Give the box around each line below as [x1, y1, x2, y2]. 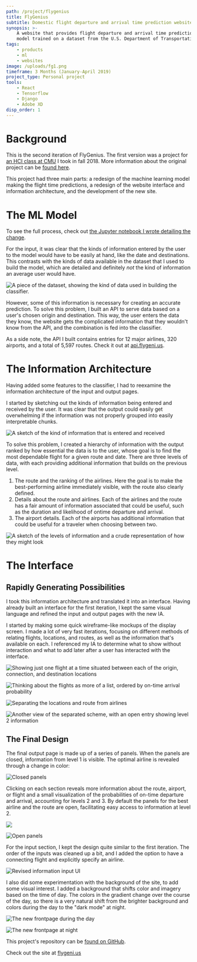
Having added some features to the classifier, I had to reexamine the [6, 382, 171, 389]
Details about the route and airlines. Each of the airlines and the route [14, 496, 182, 503]
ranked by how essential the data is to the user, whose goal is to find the [6, 447, 181, 454]
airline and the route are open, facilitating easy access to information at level [6, 804, 191, 811]
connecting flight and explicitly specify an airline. [6, 856, 125, 863]
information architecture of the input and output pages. [6, 388, 139, 395]
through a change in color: [6, 762, 70, 769]
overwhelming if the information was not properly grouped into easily [6, 412, 174, 419]
